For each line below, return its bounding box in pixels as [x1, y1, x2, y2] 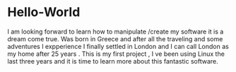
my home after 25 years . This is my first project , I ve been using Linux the [7, 50, 225, 58]
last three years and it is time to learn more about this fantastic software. [7, 57, 219, 65]
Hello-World [7, 4, 81, 20]
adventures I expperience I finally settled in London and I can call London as [7, 42, 230, 50]
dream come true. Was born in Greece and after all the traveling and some [7, 34, 223, 43]
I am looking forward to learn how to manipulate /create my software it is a [7, 27, 224, 36]
